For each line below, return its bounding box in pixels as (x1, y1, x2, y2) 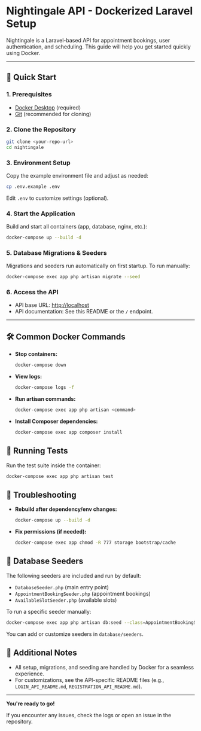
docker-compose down (14, 362, 66, 368)
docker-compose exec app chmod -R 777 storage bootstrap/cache (14, 540, 176, 546)
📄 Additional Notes (6, 648, 77, 658)
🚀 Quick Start (6, 72, 57, 83)
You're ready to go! (6, 700, 55, 707)
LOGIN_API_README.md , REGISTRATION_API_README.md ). (14, 683, 142, 690)
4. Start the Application (6, 209, 75, 218)
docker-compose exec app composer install (14, 429, 123, 435)
